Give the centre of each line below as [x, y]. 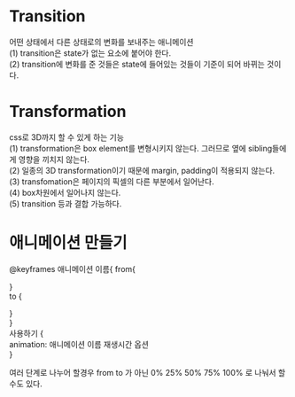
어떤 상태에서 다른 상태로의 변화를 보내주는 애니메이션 [101, 42]
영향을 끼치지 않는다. [54, 159]
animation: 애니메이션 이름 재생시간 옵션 [79, 344]
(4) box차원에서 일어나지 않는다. [65, 192]
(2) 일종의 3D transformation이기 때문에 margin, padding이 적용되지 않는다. [142, 170]
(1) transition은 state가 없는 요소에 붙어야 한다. [90, 53]
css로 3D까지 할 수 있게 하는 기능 [66, 137]
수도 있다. [26, 384]
